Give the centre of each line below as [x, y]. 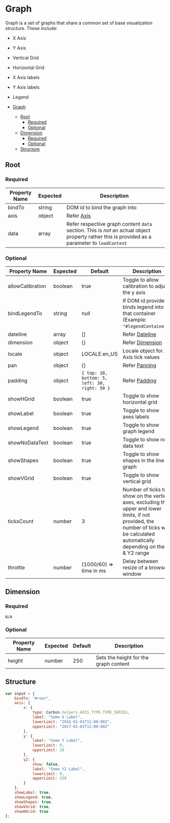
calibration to [138, 286]
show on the [137, 496]
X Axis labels [26, 77]
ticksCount [21, 521]
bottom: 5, [95, 378]
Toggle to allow [141, 279]
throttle [16, 567]
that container [139, 313]
